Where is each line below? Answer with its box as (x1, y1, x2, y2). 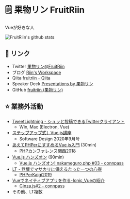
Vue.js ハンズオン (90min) (12, 154, 64, 160)
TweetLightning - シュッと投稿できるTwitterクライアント (12, 118, 125, 124)
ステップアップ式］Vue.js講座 (12, 129, 72, 135)
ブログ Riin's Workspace (12, 69, 62, 75)
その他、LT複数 (12, 188, 43, 195)
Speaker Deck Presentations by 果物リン (12, 81, 94, 87)
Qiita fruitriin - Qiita (12, 75, 51, 81)
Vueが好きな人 (5, 24, 35, 30)
